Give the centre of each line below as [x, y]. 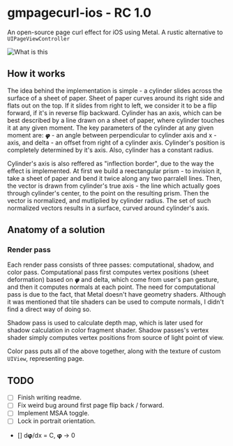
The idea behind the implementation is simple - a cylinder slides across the [115, 90]
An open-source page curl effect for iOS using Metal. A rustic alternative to [115, 32]
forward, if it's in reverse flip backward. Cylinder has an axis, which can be [114, 112]
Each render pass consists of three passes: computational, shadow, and [111, 265]
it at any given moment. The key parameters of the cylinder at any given [111, 128]
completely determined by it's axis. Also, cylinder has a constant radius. [111, 150]
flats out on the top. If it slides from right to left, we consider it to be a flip [112, 105]
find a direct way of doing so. [50, 309]
